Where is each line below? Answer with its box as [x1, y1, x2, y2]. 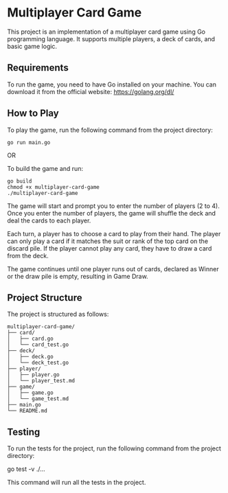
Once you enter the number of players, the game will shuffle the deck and [7, 209, 216, 217]
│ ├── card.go [7, 335, 54, 343]
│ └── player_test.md [7, 378, 76, 385]
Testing [7, 426, 41, 437]
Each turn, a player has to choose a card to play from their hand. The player [7, 229, 221, 238]
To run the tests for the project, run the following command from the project [7, 444, 222, 452]
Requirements [7, 62, 69, 73]
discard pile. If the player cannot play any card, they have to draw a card [7, 244, 212, 252]
